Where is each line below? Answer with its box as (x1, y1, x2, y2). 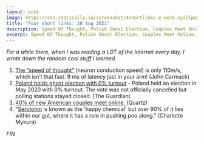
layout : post (6, 9, 39, 15)
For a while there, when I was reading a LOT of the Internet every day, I (6, 48, 185, 55)
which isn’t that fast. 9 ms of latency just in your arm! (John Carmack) (15, 73, 190, 80)
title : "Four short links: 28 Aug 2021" (6, 20, 110, 26)
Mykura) (15, 118, 36, 126)
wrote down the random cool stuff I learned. (6, 55, 117, 62)
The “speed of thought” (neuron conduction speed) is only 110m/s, (15, 66, 182, 74)
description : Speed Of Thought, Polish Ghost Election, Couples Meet (6, 26, 186, 32)
